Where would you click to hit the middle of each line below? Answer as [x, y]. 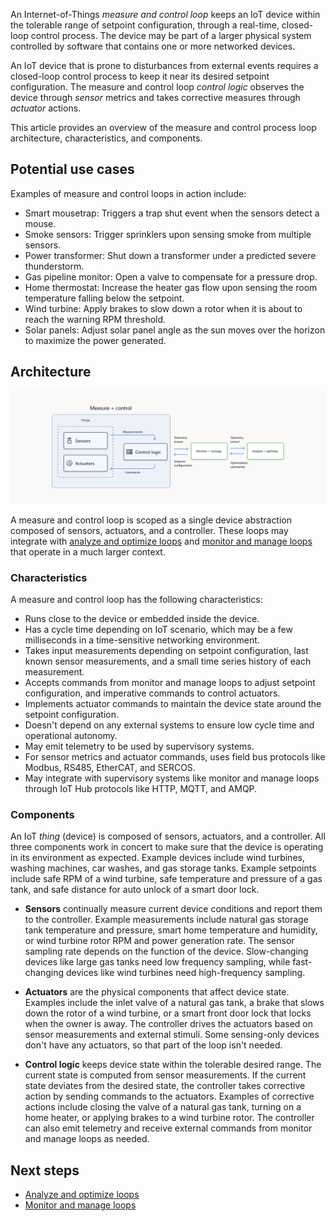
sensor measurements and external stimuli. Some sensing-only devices [172, 1035]
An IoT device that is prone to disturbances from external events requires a [164, 65]
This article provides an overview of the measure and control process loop [163, 127]
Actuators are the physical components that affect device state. [157, 992]
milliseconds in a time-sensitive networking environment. [142, 640]
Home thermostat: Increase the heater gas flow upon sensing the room [171, 287]
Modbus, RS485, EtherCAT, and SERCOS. [110, 768]
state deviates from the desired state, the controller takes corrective [165, 1086]
